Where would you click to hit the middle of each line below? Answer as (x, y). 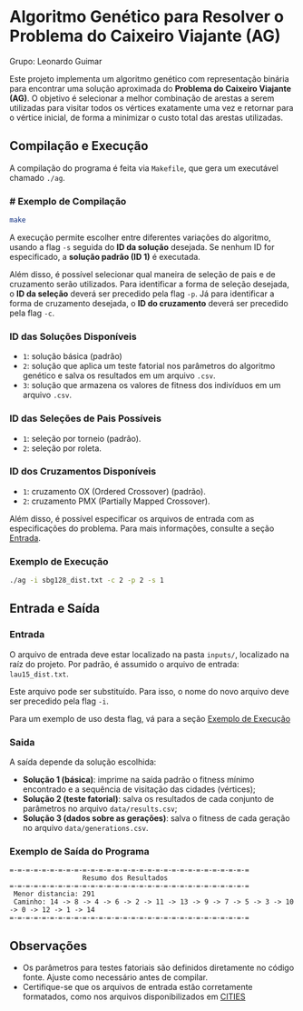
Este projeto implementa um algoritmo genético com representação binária (149, 78)
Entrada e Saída (54, 609)
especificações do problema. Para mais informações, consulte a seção (142, 528)
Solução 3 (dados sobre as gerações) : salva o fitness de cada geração (156, 818)
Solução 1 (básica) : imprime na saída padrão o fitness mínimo (138, 779)
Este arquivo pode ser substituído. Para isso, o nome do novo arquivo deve (149, 691)
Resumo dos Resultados (125, 878)
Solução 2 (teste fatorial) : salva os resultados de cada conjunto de (148, 798)
